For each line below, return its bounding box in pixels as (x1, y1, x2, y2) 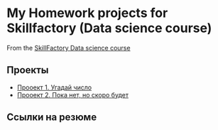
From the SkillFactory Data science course (6, 43, 131, 52)
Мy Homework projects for (6, 5, 168, 21)
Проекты (6, 64, 49, 76)
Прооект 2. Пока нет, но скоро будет (16, 90, 129, 99)
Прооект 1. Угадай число (16, 83, 92, 92)
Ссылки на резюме (6, 112, 97, 124)
